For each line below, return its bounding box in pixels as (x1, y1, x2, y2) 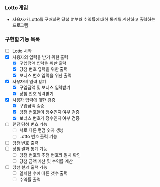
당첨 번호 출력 (12, 140, 39, 145)
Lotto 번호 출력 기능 (19, 133, 58, 140)
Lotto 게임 (5, 4, 28, 11)
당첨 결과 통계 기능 (12, 145, 48, 152)
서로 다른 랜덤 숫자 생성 (19, 127, 64, 133)
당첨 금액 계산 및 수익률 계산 (19, 158, 73, 164)
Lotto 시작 (12, 48, 32, 54)
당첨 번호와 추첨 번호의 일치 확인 (19, 152, 81, 158)
